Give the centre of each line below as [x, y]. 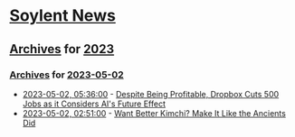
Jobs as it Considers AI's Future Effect [94, 104]
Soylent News [62, 16]
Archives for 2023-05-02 [67, 75]
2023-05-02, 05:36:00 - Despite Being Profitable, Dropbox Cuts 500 [151, 94]
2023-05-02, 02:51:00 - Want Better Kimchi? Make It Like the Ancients [154, 113]
